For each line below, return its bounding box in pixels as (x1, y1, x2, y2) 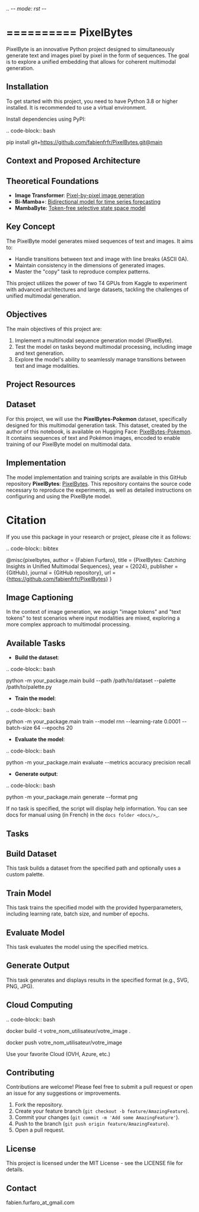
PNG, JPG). (6, 982, 34, 990)
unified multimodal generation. (6, 292, 81, 299)
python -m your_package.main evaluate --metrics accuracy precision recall (6, 759, 191, 766)
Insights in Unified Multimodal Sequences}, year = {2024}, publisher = (6, 563, 178, 570)
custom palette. (6, 871, 45, 878)
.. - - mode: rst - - (6, 5, 47, 12)
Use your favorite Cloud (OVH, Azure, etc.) (6, 1050, 111, 1057)
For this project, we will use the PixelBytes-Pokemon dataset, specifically (6, 415, 187, 422)
